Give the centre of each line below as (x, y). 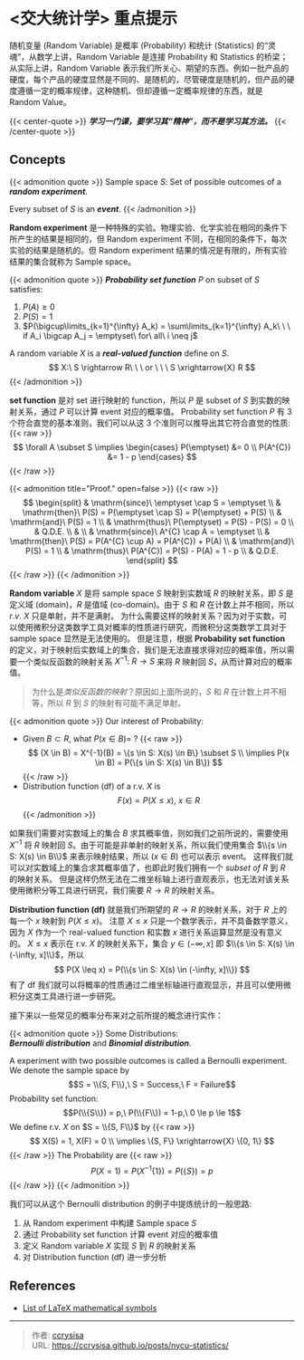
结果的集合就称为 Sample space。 (73, 261)
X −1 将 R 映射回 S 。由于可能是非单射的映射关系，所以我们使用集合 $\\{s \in (148, 845)
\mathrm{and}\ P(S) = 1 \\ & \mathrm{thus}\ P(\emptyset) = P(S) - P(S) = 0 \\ (152, 522)
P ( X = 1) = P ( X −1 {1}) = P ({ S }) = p (152, 1170)
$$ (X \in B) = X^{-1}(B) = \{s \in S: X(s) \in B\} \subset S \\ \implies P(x (158, 753)
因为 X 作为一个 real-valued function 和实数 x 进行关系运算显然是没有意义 (146, 933)
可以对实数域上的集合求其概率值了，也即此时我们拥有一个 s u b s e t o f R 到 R (147, 868)
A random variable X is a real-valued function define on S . (119, 353)
